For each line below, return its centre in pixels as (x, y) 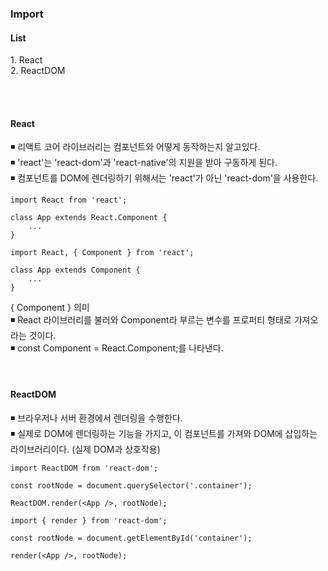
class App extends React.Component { (89, 218)
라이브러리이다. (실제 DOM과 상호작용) (85, 449)
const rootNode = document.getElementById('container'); (131, 538)
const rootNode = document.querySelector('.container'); (131, 485)
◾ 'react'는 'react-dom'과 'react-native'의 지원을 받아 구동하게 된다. (144, 163)
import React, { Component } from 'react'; (102, 253)
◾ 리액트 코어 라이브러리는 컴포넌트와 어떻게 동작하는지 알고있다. (135, 147)
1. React (26, 60)
